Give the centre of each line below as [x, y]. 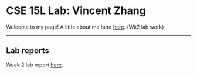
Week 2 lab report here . [35, 65]
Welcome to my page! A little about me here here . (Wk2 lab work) [85, 27]
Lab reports [28, 51]
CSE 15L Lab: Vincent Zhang [76, 11]
